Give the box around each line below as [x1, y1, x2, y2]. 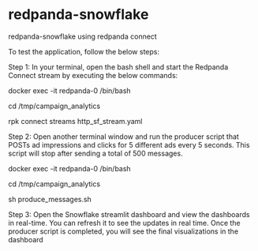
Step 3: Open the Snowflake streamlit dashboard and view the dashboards [8, 209, 250, 219]
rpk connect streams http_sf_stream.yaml [8, 116, 143, 126]
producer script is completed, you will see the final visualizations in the [8, 227, 239, 236]
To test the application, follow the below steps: [8, 47, 160, 56]
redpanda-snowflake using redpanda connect [8, 32, 158, 41]
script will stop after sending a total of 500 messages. [8, 148, 183, 158]
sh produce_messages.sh [8, 194, 92, 204]
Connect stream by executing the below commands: [8, 70, 178, 80]
